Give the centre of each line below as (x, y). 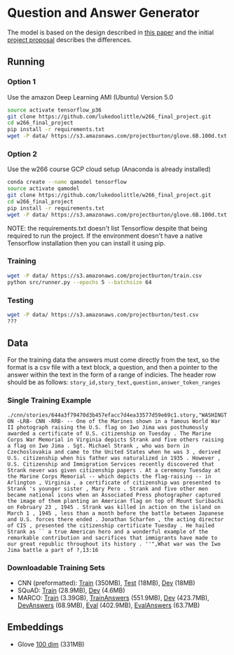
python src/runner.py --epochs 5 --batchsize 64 (80, 282)
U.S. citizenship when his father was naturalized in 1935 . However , (114, 458)
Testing (20, 300)
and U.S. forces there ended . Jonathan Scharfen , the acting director (116, 519)
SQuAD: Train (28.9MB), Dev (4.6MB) (71, 590)
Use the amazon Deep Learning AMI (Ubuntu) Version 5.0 (90, 97)
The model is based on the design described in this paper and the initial (111, 32)
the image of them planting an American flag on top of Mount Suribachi (116, 501)
